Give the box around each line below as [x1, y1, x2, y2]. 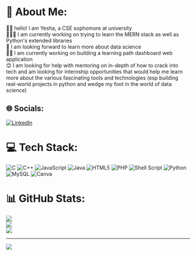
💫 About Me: [6, 5, 68, 19]
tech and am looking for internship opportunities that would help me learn [6, 68, 183, 75]
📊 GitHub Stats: [6, 192, 86, 205]
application [6, 56, 33, 63]
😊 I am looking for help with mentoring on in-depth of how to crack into [6, 61, 178, 69]
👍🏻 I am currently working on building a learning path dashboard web [6, 49, 173, 56]
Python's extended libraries [6, 37, 72, 44]
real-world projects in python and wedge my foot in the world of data [6, 80, 172, 87]
